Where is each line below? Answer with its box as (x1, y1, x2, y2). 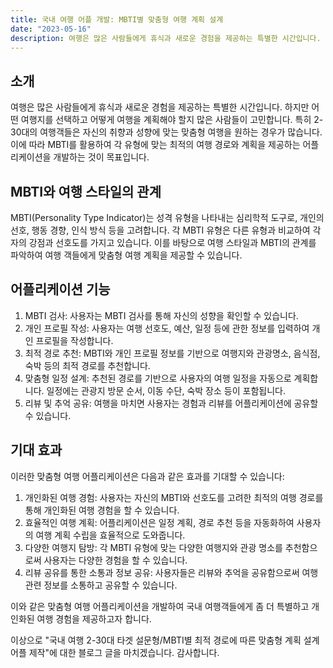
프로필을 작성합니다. (35, 334, 114, 346)
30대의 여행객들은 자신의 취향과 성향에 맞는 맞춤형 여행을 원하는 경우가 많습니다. (10, 126, 323, 138)
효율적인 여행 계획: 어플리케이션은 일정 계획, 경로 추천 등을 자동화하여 (24, 516, 295, 528)
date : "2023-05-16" (10, 24, 92, 34)
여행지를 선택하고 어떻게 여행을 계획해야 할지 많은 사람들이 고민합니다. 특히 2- (20, 114, 324, 126)
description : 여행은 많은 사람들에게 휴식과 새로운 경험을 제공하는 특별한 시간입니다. (10, 33, 322, 43)
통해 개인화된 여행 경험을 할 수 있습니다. (24, 504, 180, 516)
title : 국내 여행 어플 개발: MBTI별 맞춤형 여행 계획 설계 (10, 14, 224, 25)
